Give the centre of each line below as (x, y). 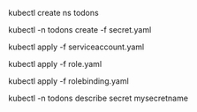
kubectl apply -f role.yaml (55, 64)
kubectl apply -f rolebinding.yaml (68, 81)
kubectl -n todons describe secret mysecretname (98, 98)
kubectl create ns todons (53, 13)
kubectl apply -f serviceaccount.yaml (76, 47)
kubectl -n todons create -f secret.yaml (80, 30)
